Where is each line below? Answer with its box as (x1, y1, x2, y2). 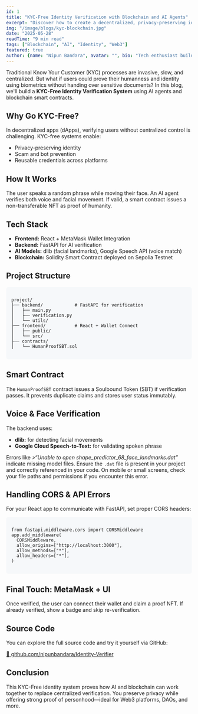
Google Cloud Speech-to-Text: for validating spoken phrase (14, 442, 162, 449)
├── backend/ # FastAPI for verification (11, 302, 143, 308)
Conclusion (6, 668, 49, 678)
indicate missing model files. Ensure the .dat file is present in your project (6, 460, 186, 467)
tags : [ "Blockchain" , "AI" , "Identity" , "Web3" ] (6, 42, 128, 48)
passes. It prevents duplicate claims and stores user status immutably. (6, 392, 177, 399)
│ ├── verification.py (11, 312, 72, 318)
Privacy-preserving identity (14, 144, 81, 151)
